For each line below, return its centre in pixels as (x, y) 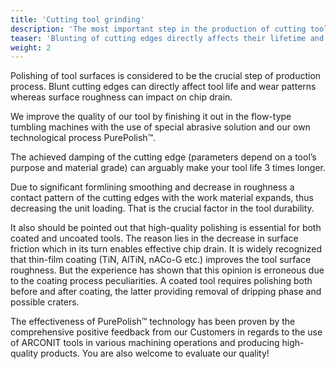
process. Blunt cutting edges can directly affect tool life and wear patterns (163, 87)
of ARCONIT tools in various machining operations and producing (145, 343)
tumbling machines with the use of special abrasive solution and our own (160, 127)
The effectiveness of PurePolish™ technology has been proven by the (153, 322)
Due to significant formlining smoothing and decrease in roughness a (152, 187)
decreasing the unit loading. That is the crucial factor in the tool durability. (162, 208)
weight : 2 (31, 47)
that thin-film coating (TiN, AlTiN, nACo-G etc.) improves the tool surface (161, 260)
